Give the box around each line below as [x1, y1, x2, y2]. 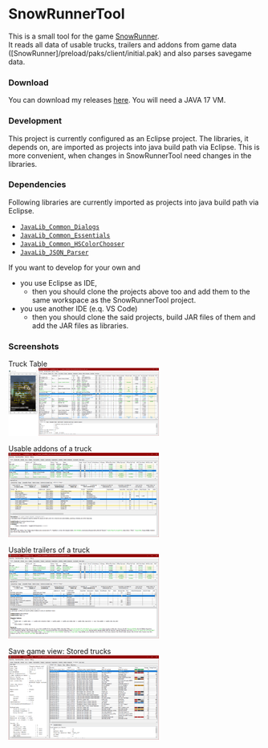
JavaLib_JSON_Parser [19, 248, 89, 257]
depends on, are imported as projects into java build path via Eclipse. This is [8, 142, 260, 152]
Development [8, 116, 63, 127]
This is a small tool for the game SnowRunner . [8, 31, 160, 41]
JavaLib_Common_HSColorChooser [19, 240, 125, 248]
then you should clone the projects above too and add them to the [31, 287, 250, 296]
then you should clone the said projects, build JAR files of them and [31, 312, 256, 322]
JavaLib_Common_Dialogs [19, 222, 100, 231]
